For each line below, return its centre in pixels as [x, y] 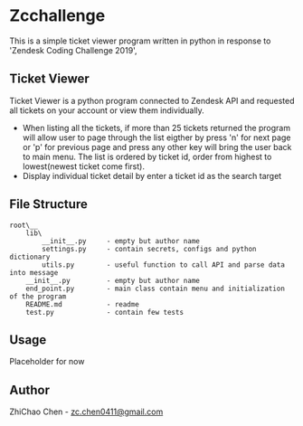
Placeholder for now [47, 362]
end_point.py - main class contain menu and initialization [155, 289]
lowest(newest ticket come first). [83, 166]
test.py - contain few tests [104, 312]
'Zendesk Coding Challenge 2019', [73, 50]
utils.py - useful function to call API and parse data [163, 265]
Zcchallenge [57, 16]
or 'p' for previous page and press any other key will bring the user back [157, 147]
